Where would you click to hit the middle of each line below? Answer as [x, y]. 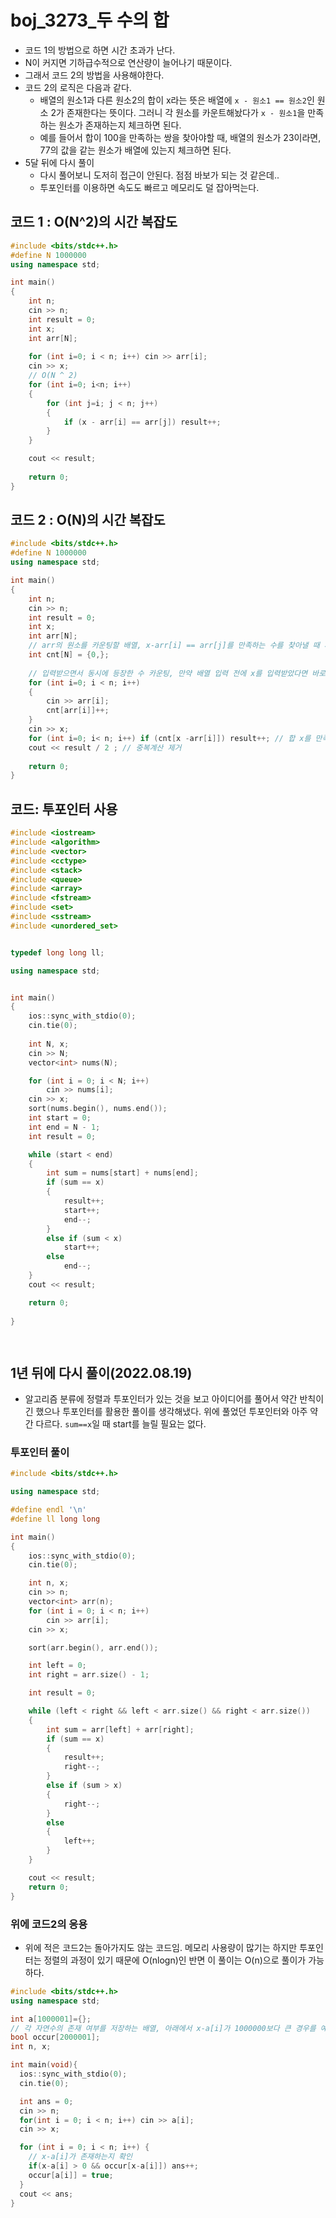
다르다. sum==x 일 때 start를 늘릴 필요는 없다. [121, 1424]
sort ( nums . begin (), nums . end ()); [98, 1109]
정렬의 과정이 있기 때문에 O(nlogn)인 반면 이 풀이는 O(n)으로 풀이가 [175, 1960]
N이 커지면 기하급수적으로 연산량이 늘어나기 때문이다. [128, 62]
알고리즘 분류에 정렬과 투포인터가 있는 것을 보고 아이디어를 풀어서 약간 [161, 1399]
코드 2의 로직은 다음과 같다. [78, 87]
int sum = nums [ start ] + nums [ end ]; [122, 1173]
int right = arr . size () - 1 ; [89, 1675]
